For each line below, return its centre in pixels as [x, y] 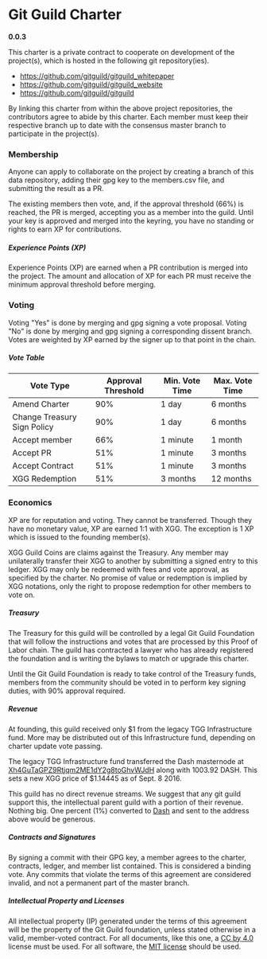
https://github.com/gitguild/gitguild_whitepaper [97, 76]
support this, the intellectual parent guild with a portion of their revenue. [126, 802]
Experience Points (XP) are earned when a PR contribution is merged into [128, 267]
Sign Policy [33, 427]
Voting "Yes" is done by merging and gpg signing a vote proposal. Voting [128, 322]
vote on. [22, 595]
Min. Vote [182, 381]
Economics [30, 503]
